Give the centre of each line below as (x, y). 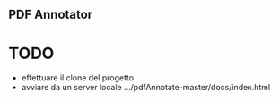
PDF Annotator (51, 15)
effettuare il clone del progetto (78, 78)
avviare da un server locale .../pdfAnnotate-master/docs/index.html (146, 88)
